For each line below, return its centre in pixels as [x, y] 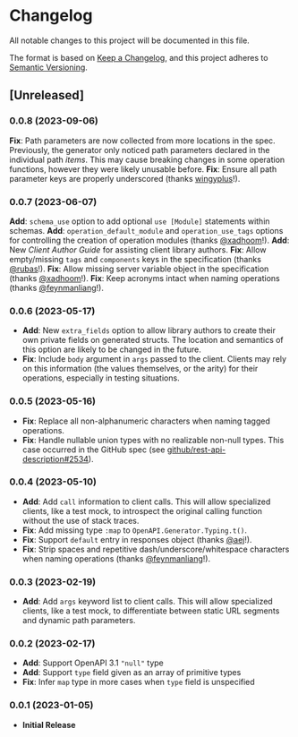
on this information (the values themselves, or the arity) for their [140, 369]
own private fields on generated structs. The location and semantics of [153, 340]
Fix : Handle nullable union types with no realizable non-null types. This [153, 440]
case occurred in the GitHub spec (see [94, 450]
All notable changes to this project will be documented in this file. [130, 40]
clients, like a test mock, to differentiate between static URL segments [151, 611]
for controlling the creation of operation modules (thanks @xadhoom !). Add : [149, 240]
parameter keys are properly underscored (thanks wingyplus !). [125, 178]
